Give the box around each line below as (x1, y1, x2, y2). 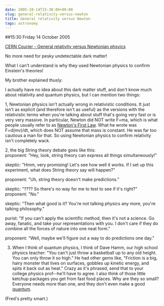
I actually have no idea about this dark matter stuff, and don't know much (5, 87, 152, 93)
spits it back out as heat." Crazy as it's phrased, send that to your (12, 265, 144, 271)
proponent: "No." (5, 191, 40, 197)
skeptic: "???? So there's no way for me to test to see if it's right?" (5, 186, 138, 192)
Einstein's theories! (5, 68, 44, 74)
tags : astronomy (5, 21, 38, 26)
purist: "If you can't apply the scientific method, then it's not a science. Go (5, 216, 155, 221)
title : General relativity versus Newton (5, 16, 91, 21)
